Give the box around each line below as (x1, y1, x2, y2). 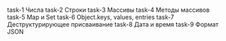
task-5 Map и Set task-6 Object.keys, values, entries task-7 (7, 13, 175, 21)
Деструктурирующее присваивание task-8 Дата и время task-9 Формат (7, 20, 219, 28)
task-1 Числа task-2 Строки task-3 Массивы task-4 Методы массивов (7, 6, 210, 14)
